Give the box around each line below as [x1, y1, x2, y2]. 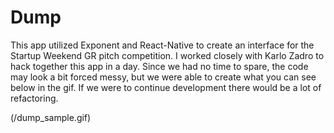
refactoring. [10, 92, 59, 104]
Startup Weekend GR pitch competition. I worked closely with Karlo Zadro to [10, 49, 325, 61]
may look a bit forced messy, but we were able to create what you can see [10, 71, 317, 83]
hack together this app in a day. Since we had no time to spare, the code [10, 60, 309, 72]
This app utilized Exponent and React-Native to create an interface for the [10, 39, 315, 51]
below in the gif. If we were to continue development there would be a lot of [10, 81, 322, 93]
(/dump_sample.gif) [10, 111, 92, 123]
